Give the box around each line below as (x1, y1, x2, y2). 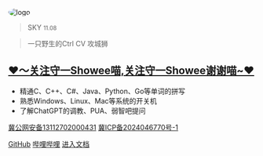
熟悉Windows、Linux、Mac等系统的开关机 (19, 96, 157, 105)
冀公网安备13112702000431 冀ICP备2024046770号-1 (8, 122, 179, 132)
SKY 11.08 (27, 23, 57, 32)
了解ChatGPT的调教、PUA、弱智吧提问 (19, 106, 146, 115)
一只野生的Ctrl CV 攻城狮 (27, 39, 108, 48)
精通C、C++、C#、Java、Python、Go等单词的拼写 (19, 86, 186, 96)
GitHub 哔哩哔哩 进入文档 (8, 139, 90, 148)
